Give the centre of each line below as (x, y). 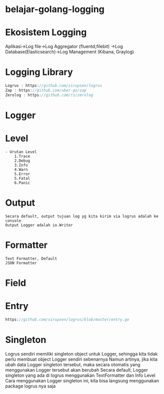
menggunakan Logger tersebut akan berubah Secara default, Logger (77, 370)
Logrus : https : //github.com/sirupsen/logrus (54, 86)
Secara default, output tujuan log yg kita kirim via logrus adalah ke (82, 216)
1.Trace (22, 156)
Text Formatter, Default (31, 259)
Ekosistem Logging (46, 33)
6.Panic (22, 183)
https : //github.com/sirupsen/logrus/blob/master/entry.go (67, 319)
